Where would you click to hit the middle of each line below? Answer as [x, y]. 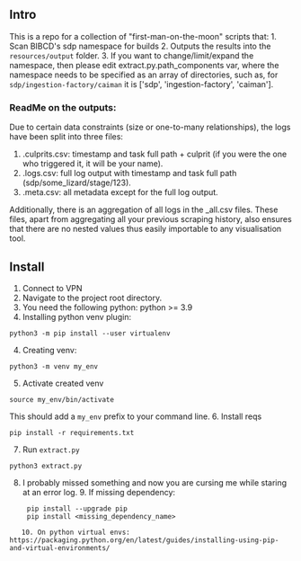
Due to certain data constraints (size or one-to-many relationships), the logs [150, 127]
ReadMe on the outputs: [63, 107]
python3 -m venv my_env [54, 366]
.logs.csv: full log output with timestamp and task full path [129, 174]
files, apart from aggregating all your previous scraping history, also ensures [150, 219]
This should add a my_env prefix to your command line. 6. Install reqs [136, 416]
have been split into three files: [66, 137]
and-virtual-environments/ [60, 548]
